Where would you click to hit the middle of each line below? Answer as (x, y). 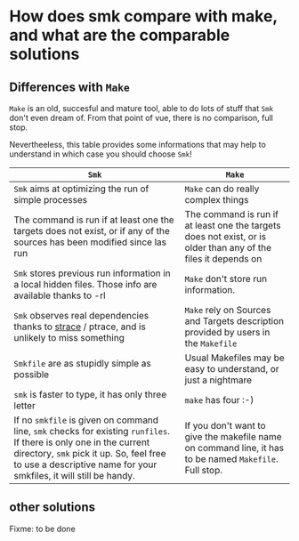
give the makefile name (233, 436)
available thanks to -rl (60, 295)
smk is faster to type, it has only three (90, 395)
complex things (217, 200)
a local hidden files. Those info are (85, 284)
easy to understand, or (232, 369)
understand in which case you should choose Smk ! (101, 154)
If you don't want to (225, 426)
